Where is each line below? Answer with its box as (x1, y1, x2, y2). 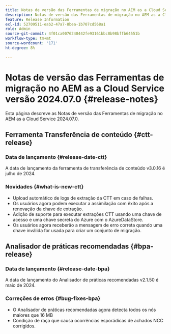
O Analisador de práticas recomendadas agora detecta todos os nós (12, 307, 156, 313)
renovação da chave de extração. (12, 206, 83, 212)
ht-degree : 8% (5, 45, 36, 50)
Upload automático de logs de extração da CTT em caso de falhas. (12, 194, 154, 201)
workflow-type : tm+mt (5, 36, 51, 41)
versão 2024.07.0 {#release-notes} (5, 93, 159, 105)
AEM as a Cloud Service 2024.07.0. (5, 116, 79, 122)
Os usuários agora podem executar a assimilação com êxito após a (12, 200, 154, 206)
